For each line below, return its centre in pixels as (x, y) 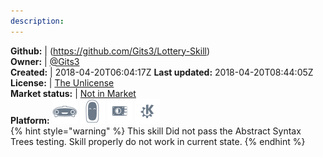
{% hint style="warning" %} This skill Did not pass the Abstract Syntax (156, 131)
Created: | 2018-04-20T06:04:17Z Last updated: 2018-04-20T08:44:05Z (162, 72)
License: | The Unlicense (62, 82)
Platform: (30, 120)
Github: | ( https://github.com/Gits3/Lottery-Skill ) (110, 51)
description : (37, 21)
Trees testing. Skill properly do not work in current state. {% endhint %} (158, 141)
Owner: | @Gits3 (45, 61)
